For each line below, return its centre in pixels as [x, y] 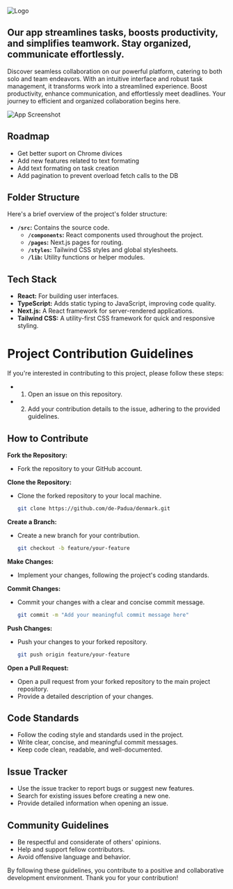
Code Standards [43, 718]
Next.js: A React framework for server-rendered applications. [106, 311]
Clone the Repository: [39, 482]
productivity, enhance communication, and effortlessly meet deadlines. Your [116, 94]
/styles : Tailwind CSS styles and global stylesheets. [103, 250]
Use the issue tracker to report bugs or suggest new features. [106, 789]
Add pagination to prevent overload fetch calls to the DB [98, 175]
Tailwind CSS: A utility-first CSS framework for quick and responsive [116, 318]
